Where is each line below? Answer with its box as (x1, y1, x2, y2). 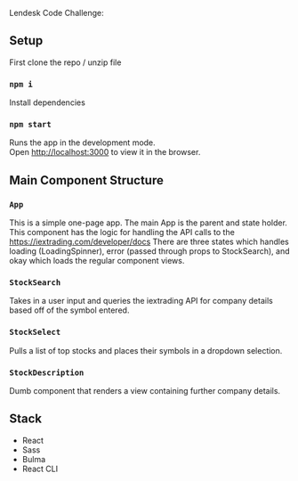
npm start (9, 119, 52, 130)
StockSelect (9, 327, 61, 338)
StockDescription (9, 367, 85, 378)
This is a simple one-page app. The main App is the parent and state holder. (9, 217, 287, 228)
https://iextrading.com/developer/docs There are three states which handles (9, 236, 289, 248)
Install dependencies (9, 97, 86, 108)
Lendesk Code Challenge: (9, 8, 104, 18)
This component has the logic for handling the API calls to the (9, 227, 236, 238)
